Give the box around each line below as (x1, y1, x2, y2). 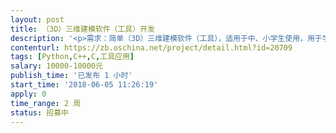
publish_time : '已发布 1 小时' (10, 71, 133, 81)
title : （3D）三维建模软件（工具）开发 (10, 24, 155, 34)
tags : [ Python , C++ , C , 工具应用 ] (10, 52, 135, 62)
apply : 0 (10, 89, 47, 99)
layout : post (10, 14, 65, 25)
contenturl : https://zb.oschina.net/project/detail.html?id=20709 (10, 42, 293, 53)
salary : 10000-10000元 (10, 61, 103, 71)
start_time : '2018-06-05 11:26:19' (10, 80, 159, 90)
